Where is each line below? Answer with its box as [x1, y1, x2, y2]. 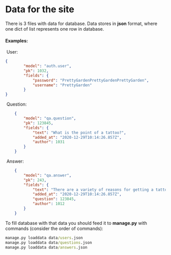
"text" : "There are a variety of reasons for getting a [32, 187, 154, 192]
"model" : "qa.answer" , [23, 172, 72, 178]
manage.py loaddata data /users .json [5, 235, 83, 240]
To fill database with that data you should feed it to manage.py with [5, 220, 148, 226]
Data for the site [5, 4, 75, 15]
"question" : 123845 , [32, 196, 76, 202]
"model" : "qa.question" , [23, 116, 76, 121]
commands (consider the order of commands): [5, 225, 103, 232]
